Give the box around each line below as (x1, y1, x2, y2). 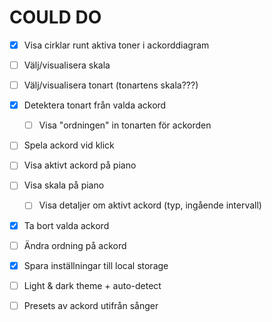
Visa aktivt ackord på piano (23, 159, 137, 171)
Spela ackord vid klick (23, 139, 115, 151)
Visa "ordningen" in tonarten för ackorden (38, 119, 212, 131)
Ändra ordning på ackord (23, 239, 127, 251)
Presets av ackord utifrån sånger (23, 299, 159, 311)
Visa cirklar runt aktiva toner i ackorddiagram (23, 39, 210, 51)
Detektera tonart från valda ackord (23, 99, 167, 111)
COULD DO (9, 6, 102, 29)
